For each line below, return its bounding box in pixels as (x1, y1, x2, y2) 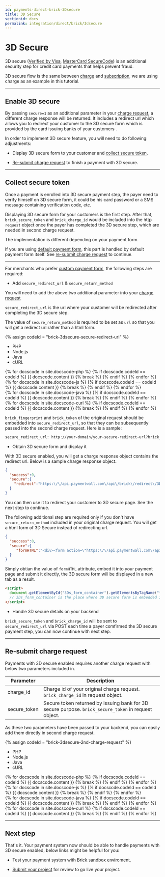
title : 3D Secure (5, 12, 41, 17)
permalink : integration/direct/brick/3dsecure (5, 21, 102, 26)
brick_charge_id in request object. (43, 691, 123, 698)
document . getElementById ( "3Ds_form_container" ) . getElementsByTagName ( (9, 591, 157, 595)
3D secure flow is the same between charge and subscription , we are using (5, 73, 158, 79)
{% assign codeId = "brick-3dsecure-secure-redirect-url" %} (5, 334, 129, 339)
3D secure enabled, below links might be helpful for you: (5, 848, 119, 853)
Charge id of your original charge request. (43, 685, 140, 692)
